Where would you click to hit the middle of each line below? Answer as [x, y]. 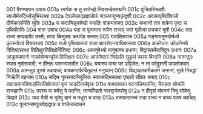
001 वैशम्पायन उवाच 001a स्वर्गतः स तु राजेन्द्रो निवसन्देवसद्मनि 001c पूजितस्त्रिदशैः [86, 9]
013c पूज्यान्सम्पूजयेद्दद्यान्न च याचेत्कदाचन [46, 104]
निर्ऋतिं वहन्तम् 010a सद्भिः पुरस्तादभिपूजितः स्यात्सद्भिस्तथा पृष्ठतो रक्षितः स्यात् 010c [88, 77]
